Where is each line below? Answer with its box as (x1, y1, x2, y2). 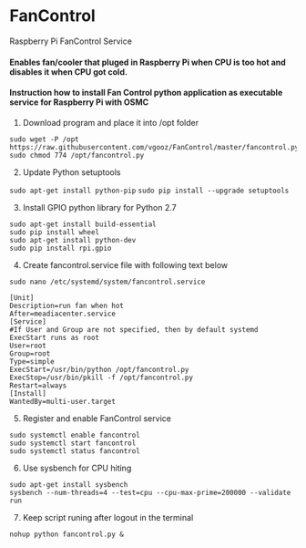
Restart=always (9, 380, 67, 390)
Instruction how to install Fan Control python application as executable (9, 88, 283, 98)
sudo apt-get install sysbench (9, 480, 128, 489)
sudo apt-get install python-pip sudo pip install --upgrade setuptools (9, 186, 290, 195)
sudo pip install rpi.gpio (9, 243, 112, 253)
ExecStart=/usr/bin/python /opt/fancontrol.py (9, 365, 189, 374)
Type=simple (9, 357, 55, 366)
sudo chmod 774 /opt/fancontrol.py (9, 150, 145, 160)
